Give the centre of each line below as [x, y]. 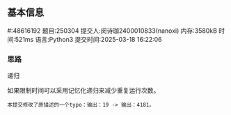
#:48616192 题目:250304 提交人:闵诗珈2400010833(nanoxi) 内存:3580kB [112, 31]
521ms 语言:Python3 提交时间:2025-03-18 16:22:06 [88, 39]
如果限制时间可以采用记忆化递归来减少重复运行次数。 [83, 91]
